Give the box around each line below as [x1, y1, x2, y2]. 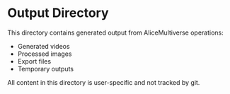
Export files [17, 57, 52, 65]
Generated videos [17, 42, 70, 50]
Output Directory [7, 5, 109, 21]
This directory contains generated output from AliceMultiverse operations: [7, 28, 224, 37]
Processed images [17, 49, 72, 58]
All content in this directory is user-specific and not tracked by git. [7, 78, 200, 86]
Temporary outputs [17, 64, 74, 73]
